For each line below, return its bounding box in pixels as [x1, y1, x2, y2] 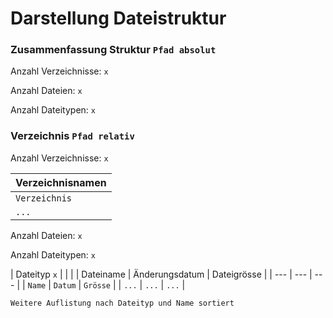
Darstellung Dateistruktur [10, 7, 227, 30]
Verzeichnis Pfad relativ [10, 129, 135, 143]
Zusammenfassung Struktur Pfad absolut [10, 43, 217, 57]
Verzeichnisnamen [15, 175, 107, 189]
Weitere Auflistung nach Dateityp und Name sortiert [10, 298, 235, 308]
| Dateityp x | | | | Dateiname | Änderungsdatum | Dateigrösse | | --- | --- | [10, 268, 313, 280]
